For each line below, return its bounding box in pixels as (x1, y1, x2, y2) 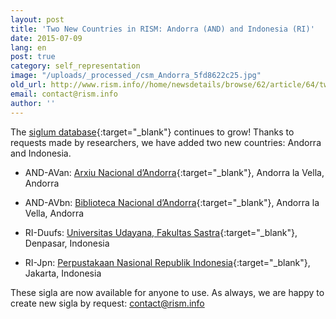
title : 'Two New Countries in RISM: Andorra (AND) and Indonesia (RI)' (10, 24, 315, 34)
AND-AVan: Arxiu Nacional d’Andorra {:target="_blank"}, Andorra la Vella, (24, 166, 325, 178)
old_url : (10, 80, 47, 90)
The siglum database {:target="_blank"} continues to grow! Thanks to (10, 126, 295, 138)
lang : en (10, 42, 47, 53)
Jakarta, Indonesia (24, 267, 102, 279)
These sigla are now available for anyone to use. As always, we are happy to (10, 286, 325, 298)
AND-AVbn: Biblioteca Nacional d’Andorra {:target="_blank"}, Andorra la (24, 196, 320, 208)
